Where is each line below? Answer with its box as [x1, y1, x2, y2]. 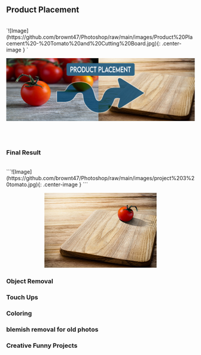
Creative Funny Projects [6, 341, 78, 350]
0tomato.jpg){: [6, 181, 42, 188]
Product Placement [6, 5, 80, 15]
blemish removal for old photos [6, 325, 99, 333]
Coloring [6, 309, 32, 317]
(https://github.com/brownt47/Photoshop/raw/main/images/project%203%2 [6, 174, 195, 181]
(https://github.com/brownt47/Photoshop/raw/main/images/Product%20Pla [6, 33, 193, 41]
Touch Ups [6, 293, 38, 301]
